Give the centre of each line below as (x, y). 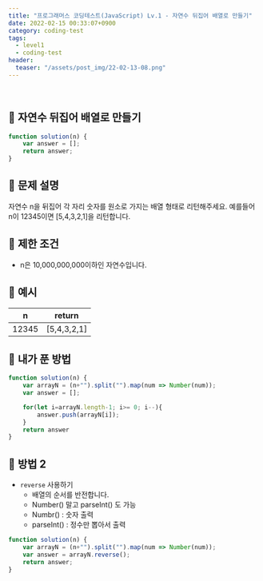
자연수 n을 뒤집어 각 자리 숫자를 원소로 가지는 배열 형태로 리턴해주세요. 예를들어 (132, 206)
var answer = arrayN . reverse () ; (76, 555)
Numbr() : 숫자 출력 (63, 515)
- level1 (30, 46)
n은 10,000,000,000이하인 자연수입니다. (83, 265)
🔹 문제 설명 (34, 186)
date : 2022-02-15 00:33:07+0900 (62, 23)
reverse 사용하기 (46, 485)
